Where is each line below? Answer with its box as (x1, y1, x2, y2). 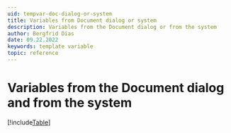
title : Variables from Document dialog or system (7, 17, 157, 24)
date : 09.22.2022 (7, 37, 59, 44)
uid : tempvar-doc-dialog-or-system (7, 10, 113, 18)
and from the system (7, 95, 133, 111)
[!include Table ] (7, 118, 51, 127)
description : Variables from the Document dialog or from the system (7, 23, 218, 30)
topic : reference (7, 50, 59, 57)
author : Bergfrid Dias (7, 30, 74, 37)
